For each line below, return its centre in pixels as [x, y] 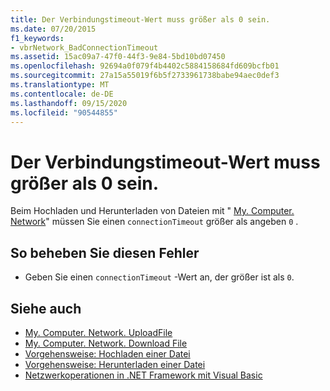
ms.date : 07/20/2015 [53, 29]
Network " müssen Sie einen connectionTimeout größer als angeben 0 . [154, 222]
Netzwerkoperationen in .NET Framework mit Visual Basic [143, 375]
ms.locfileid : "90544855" [64, 112]
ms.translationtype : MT [60, 85]
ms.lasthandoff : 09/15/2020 [69, 103]
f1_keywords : [37, 38]
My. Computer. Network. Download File [106, 343]
